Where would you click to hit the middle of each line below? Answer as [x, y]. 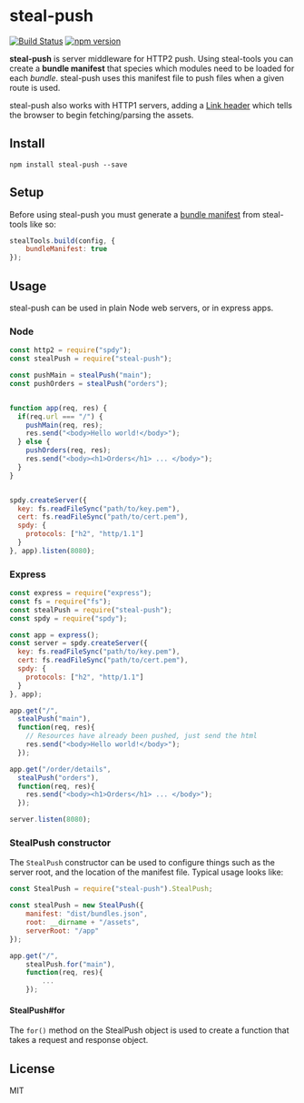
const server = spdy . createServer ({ [78, 643]
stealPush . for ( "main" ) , [71, 964]
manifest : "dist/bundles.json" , [87, 914]
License [32, 1069]
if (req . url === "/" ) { [60, 416]
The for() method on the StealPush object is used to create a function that [149, 1030]
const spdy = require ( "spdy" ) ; [69, 618]
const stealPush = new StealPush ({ [77, 906]
